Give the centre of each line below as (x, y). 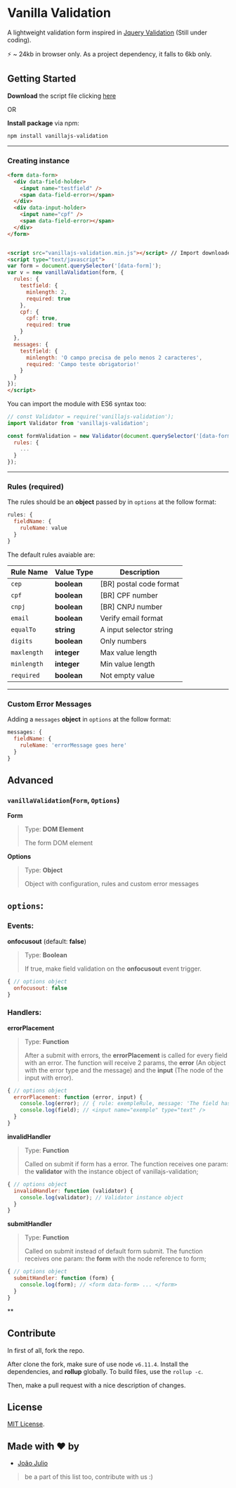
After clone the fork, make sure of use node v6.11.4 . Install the (98, 1364)
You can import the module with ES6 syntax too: (77, 403)
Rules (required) (36, 486)
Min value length (127, 664)
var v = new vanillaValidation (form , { (66, 272)
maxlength (27, 652)
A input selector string (137, 629)
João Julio (32, 1463)
